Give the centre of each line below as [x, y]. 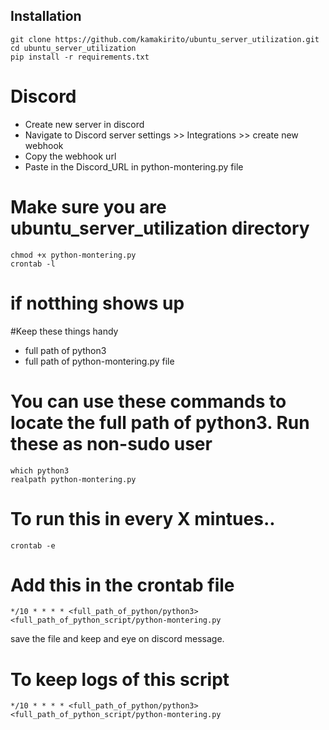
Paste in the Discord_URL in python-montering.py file [134, 166]
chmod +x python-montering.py [73, 255]
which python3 [40, 470]
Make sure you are [88, 206]
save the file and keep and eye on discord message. [117, 639]
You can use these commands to [148, 401]
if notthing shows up [97, 303]
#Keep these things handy [64, 331]
